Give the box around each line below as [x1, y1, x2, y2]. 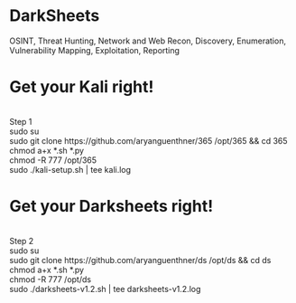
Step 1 [9, 116, 32, 127]
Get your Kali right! [9, 77, 154, 98]
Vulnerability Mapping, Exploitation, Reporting [9, 44, 180, 55]
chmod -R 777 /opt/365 [9, 155, 97, 166]
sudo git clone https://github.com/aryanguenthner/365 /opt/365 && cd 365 [9, 135, 288, 146]
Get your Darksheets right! [9, 196, 214, 217]
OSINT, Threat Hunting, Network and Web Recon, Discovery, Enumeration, [9, 35, 287, 46]
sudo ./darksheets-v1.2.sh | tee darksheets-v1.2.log [9, 283, 201, 294]
